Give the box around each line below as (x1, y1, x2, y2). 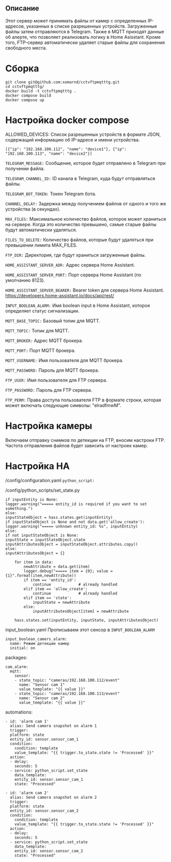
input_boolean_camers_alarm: (5, 636, 67, 641)
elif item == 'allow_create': (23, 586, 88, 591)
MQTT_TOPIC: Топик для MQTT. (5, 327, 69, 333)
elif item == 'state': (23, 595, 72, 601)
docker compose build (5, 93, 52, 98)
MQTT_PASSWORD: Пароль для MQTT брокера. (5, 367, 100, 373)
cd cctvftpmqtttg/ (5, 84, 44, 89)
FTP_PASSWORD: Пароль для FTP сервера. (5, 387, 92, 393)
